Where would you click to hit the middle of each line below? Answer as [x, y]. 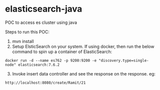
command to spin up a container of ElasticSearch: [62, 52]
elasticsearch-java [44, 9]
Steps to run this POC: [27, 32]
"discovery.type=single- [124, 60]
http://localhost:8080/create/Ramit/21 [45, 83]
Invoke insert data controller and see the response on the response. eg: [84, 73]
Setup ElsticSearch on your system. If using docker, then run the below [83, 46]
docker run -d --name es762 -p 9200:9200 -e [51, 60]
